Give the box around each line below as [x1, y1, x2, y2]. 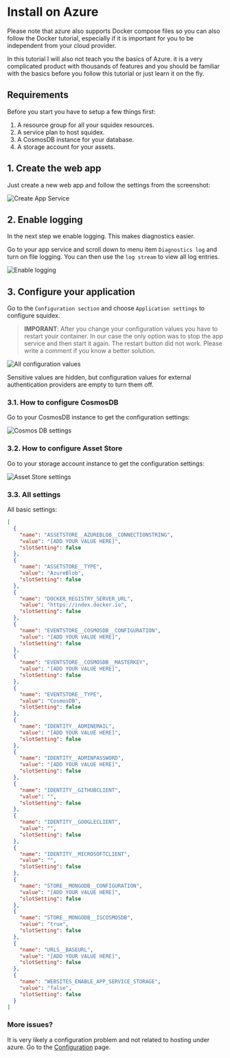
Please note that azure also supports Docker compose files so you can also [7, 27, 220, 35]
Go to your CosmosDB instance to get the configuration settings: [7, 413, 190, 422]
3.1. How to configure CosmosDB [7, 398, 119, 407]
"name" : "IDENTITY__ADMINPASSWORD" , [19, 755, 125, 762]
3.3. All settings [7, 490, 61, 499]
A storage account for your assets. [16, 142, 115, 151]
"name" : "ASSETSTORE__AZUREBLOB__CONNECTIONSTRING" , [19, 531, 174, 538]
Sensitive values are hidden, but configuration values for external [7, 373, 192, 382]
